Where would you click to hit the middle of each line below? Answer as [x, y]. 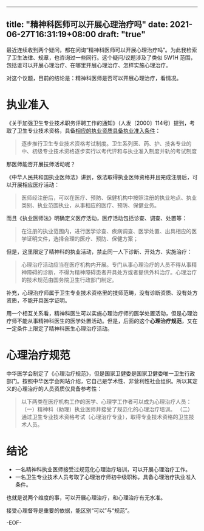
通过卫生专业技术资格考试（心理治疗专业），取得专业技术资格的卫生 [105, 417]
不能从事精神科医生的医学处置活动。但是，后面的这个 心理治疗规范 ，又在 [107, 321]
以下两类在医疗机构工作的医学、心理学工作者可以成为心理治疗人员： [106, 401]
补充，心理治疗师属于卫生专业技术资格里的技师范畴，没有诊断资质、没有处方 [102, 292]
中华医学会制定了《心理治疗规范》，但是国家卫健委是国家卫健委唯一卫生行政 [101, 373]
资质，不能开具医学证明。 [38, 300]
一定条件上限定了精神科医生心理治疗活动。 [59, 328]
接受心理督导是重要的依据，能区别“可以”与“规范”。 [70, 510]
